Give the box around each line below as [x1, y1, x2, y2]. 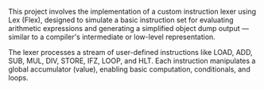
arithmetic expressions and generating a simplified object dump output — [8, 24, 249, 33]
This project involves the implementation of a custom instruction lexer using [8, 7, 257, 16]
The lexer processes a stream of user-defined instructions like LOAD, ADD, [8, 48, 253, 57]
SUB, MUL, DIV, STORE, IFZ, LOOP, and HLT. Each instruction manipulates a [8, 56, 256, 65]
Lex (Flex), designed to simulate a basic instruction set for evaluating [8, 15, 234, 25]
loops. [8, 73, 29, 82]
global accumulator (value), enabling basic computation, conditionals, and [8, 65, 250, 74]
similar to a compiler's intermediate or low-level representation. [8, 32, 216, 41]
